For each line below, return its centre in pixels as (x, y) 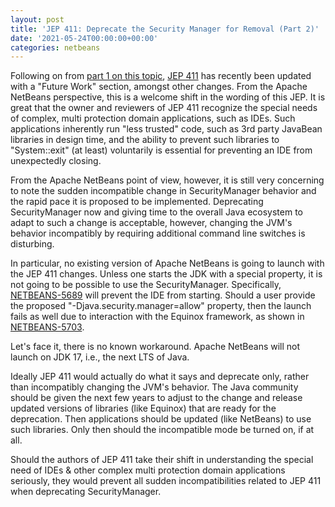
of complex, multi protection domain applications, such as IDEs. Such (153, 118)
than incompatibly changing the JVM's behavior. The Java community (154, 387)
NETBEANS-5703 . (47, 327)
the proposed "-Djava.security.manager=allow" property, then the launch (161, 306)
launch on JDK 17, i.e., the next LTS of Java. (100, 357)
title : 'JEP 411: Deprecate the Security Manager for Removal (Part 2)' (165, 29)
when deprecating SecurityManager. (86, 492)
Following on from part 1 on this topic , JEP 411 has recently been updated (161, 76)
